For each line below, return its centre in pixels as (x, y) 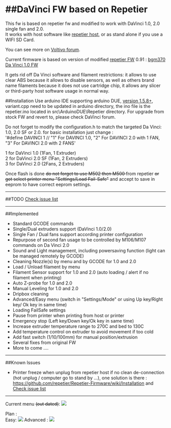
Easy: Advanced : (27, 420)
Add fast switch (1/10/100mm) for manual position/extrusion (75, 337)
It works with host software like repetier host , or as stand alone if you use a (84, 34)
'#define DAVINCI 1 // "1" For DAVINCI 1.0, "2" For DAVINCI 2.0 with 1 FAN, (83, 137)
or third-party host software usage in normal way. (57, 91)
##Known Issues (23, 362)
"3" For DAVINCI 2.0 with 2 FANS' (40, 143)
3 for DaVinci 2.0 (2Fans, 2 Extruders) (45, 163)
